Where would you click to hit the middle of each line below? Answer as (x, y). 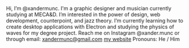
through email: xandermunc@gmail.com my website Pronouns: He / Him (93, 39)
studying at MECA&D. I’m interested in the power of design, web (83, 14)
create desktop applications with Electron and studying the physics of (90, 27)
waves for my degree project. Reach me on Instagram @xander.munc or (93, 33)
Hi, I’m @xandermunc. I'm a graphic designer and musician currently (89, 8)
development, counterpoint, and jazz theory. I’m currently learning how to (95, 21)
